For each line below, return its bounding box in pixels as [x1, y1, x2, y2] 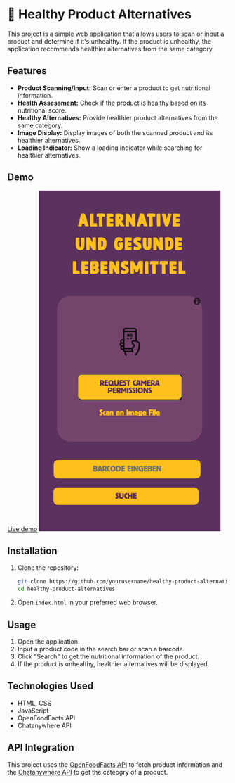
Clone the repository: [17, 564, 79, 572]
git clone [17, 578, 47, 585]
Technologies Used [7, 680, 93, 692]
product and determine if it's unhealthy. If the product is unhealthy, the [7, 37, 212, 45]
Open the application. [17, 637, 80, 646]
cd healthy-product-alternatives [17, 585, 116, 593]
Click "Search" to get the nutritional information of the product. [17, 652, 200, 661]
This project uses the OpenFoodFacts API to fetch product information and [7, 760, 223, 769]
